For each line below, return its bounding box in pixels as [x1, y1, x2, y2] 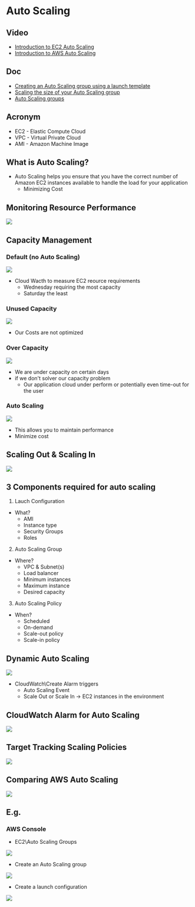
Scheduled [23, 618, 50, 625]
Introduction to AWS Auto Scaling [14, 50, 96, 57]
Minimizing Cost [23, 185, 63, 193]
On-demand [23, 624, 53, 631]
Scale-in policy [23, 637, 60, 644]
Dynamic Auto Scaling [6, 654, 90, 664]
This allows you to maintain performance [14, 426, 114, 433]
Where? [14, 557, 34, 565]
